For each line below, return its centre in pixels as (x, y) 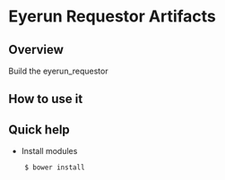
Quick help (39, 129)
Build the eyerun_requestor (58, 71)
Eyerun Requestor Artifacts (112, 17)
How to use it (46, 99)
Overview (36, 50)
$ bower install (55, 167)
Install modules (49, 151)
